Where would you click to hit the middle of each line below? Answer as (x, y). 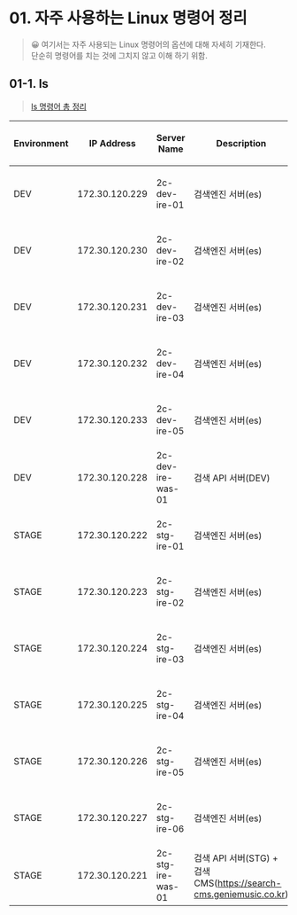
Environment (41, 143)
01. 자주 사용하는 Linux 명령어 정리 (128, 18)
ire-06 (170, 828)
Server (171, 137)
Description (241, 143)
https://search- (249, 883)
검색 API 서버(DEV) (232, 478)
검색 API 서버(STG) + (236, 858)
